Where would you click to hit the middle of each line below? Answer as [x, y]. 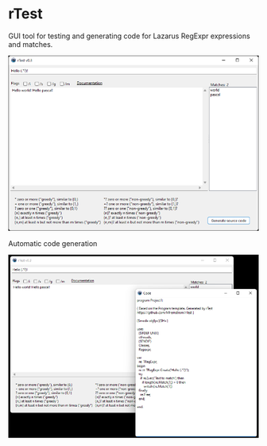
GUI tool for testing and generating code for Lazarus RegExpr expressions [129, 36]
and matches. [31, 44]
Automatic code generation [53, 244]
